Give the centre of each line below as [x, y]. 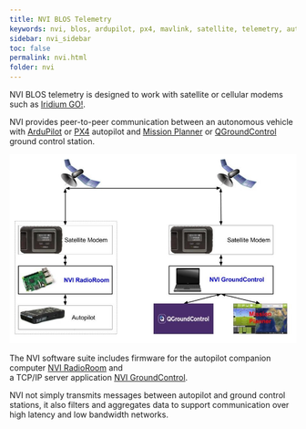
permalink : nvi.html [49, 58]
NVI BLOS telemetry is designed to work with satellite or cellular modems [147, 94]
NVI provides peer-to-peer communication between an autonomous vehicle [152, 122]
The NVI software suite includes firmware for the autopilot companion [140, 358]
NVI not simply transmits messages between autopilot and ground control [148, 395]
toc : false [30, 48]
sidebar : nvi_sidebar [51, 38]
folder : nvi [32, 68]
